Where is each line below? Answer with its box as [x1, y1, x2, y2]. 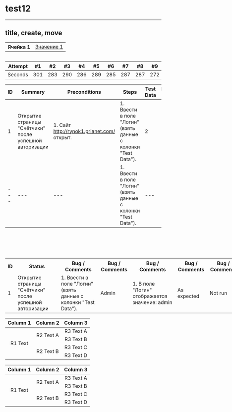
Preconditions [67, 88, 102, 95]
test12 [5, 3, 31, 14]
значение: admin [132, 298, 173, 305]
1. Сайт [53, 121, 71, 128]
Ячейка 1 [7, 43, 31, 50]
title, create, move [5, 29, 62, 37]
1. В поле [132, 280, 155, 287]
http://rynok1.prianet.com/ [53, 127, 116, 134]
